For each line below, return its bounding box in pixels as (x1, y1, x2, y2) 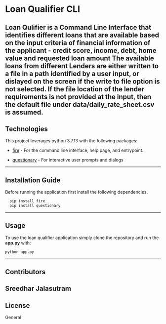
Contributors (5, 268, 46, 276)
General (5, 315, 21, 321)
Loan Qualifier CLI (5, 3, 81, 15)
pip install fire (9, 199, 45, 203)
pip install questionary (9, 203, 61, 208)
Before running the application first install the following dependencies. (5, 189, 148, 195)
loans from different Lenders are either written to (5, 62, 159, 70)
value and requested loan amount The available (5, 54, 154, 62)
